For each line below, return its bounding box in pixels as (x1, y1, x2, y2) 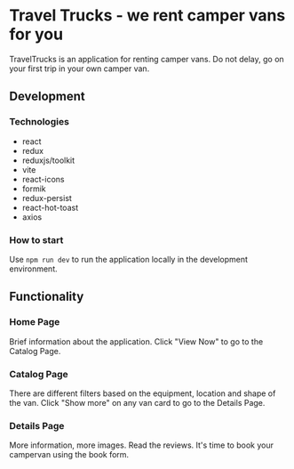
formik (21, 183, 46, 194)
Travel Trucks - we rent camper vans (9, 5, 286, 26)
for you (9, 24, 64, 44)
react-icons (21, 174, 65, 184)
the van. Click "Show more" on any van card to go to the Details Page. (9, 397, 266, 408)
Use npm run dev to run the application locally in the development (9, 254, 249, 264)
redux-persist (21, 192, 73, 203)
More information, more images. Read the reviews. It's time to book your (9, 440, 274, 450)
